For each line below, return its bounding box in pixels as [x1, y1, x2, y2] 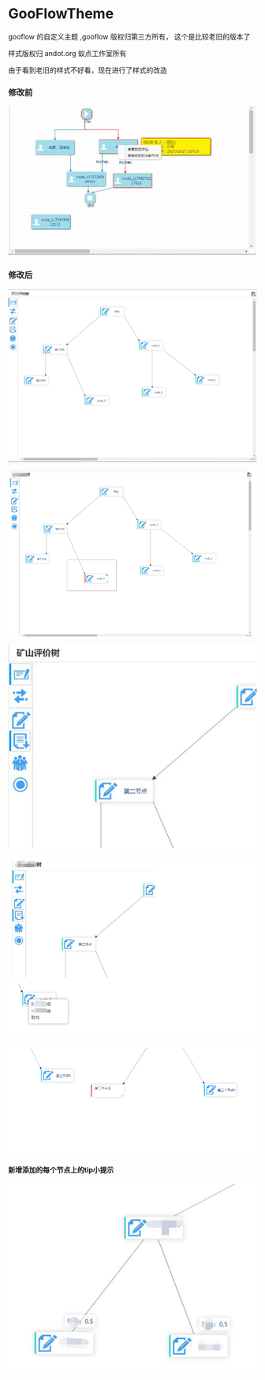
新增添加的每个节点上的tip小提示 [8, 1165, 114, 1175]
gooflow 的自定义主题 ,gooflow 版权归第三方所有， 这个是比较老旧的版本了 [8, 32, 251, 41]
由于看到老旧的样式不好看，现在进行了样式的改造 [8, 65, 167, 75]
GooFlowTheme [8, 5, 114, 23]
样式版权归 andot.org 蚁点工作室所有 [8, 48, 127, 58]
